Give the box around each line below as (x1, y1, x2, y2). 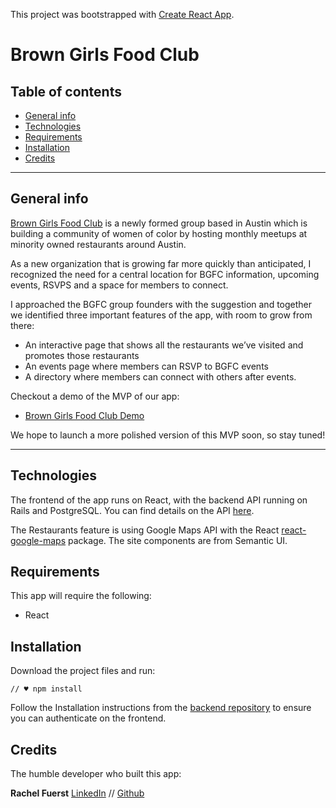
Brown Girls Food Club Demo (24, 409, 145, 421)
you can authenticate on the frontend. (10, 712, 167, 724)
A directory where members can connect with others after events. (24, 370, 297, 383)
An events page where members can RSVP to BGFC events (24, 360, 269, 372)
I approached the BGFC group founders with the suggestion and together (10, 298, 313, 310)
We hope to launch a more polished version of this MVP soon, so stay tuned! (10, 429, 326, 441)
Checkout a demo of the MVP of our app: (10, 390, 180, 402)
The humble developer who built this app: (10, 768, 182, 780)
